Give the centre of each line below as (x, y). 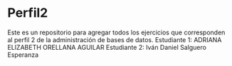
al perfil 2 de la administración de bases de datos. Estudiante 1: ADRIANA (115, 39)
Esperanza (23, 55)
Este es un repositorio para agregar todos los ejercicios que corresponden (116, 32)
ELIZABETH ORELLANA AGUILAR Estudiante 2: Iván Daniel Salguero (107, 47)
